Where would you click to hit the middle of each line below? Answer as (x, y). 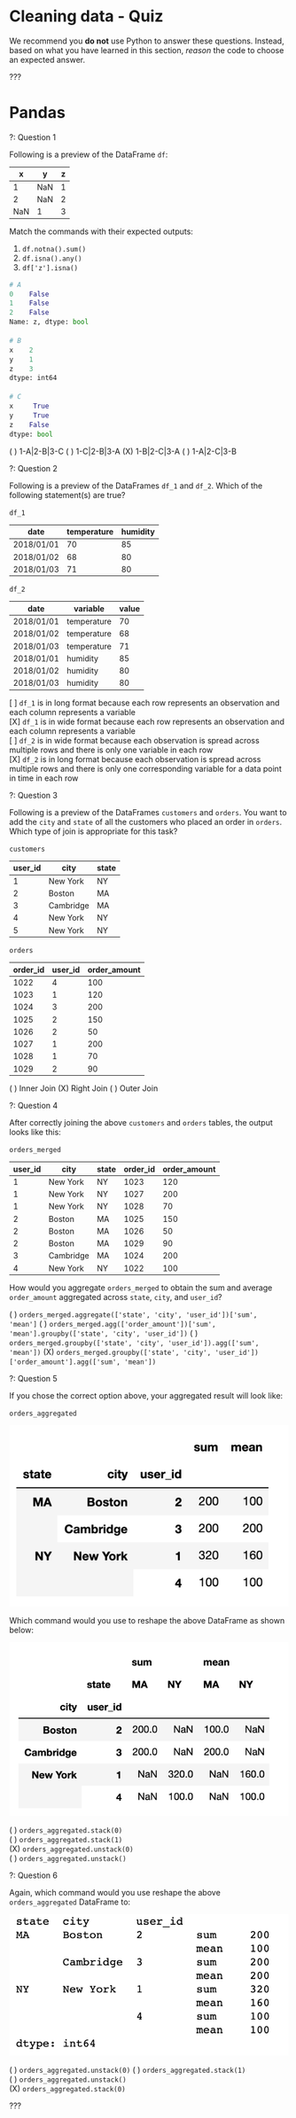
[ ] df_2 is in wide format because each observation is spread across (134, 740)
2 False (29, 313)
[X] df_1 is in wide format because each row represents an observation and (147, 721)
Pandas (38, 113)
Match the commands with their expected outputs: (101, 231)
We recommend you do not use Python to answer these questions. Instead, (147, 41)
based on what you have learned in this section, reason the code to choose (147, 50)
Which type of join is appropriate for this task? (93, 831)
